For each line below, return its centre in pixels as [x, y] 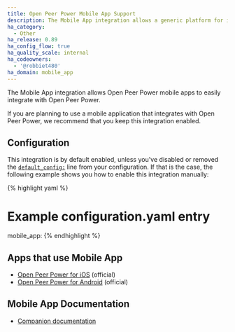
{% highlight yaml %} [38, 188]
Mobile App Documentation [69, 304]
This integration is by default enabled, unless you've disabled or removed [113, 160]
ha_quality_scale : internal [48, 53]
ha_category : [26, 27]
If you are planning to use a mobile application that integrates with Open [111, 113]
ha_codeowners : [29, 60]
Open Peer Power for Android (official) [72, 282]
